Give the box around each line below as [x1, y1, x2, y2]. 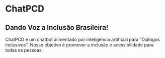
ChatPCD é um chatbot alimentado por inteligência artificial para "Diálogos [5, 36, 160, 42]
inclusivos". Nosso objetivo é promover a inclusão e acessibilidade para [5, 42, 154, 48]
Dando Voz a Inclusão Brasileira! [5, 23, 109, 32]
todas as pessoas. [5, 47, 43, 53]
